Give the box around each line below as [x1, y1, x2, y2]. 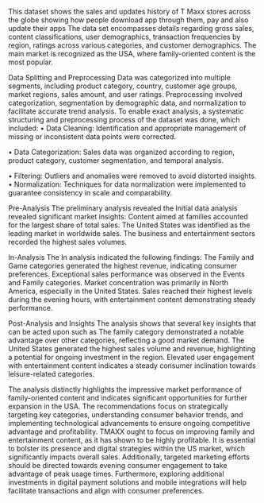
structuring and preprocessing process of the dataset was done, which [8, 115, 240, 124]
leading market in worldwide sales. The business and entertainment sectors [8, 229, 256, 238]
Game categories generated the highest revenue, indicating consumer [8, 261, 238, 270]
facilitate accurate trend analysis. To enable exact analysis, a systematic [8, 106, 244, 116]
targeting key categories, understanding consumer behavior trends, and [8, 410, 243, 420]
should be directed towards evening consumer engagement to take [8, 461, 228, 470]
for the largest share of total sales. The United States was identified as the [8, 220, 251, 230]
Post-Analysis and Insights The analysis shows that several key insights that [8, 319, 256, 328]
